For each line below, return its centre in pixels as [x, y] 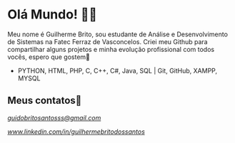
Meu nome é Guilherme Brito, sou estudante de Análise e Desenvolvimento [118, 34]
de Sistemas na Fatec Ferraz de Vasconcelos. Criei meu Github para [108, 41]
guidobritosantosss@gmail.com [54, 117]
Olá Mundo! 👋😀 [52, 15]
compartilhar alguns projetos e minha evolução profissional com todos [111, 49]
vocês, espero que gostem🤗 [49, 57]
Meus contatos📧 [45, 101]
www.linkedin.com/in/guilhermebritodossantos [76, 132]
